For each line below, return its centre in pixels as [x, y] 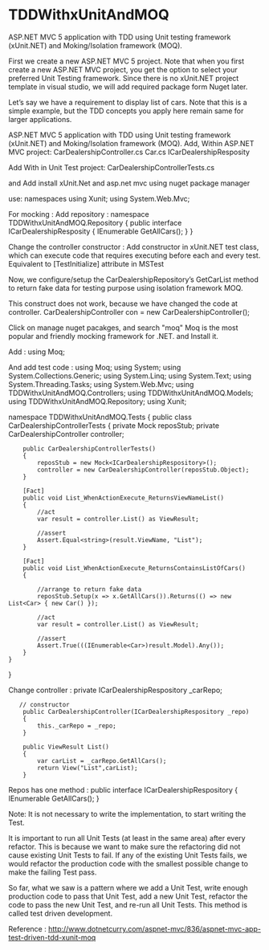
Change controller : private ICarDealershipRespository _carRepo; [116, 690]
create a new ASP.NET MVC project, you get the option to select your [123, 69]
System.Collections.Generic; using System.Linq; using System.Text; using [130, 376]
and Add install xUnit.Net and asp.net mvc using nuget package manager [129, 183]
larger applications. [40, 119]
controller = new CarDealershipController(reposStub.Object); [143, 470]
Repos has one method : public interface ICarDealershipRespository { [123, 789]
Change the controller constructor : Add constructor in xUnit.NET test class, [134, 247]
